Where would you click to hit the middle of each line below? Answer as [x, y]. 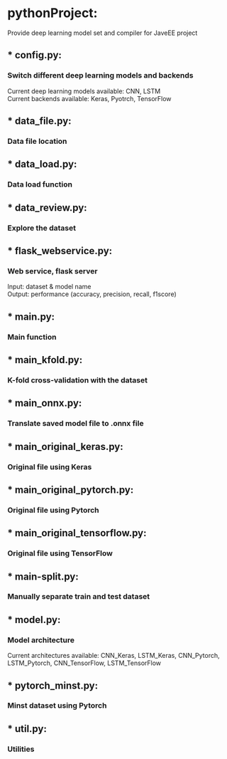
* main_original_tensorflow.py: [77, 533]
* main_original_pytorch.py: [71, 490]
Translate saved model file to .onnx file [76, 424]
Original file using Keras [50, 466]
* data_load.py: [42, 164]
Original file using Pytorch [53, 510]
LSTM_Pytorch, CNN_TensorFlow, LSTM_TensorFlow [84, 663]
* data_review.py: [47, 208]
